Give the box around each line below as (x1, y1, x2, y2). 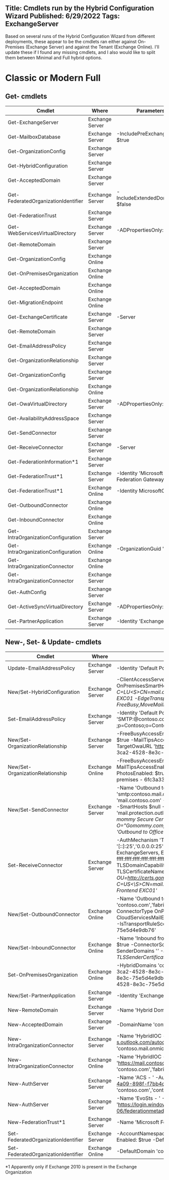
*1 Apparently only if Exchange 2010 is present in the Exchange (5, 1163, 137, 1169)
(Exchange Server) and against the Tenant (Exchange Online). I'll (25, 44, 159, 50)
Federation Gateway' (116, 476, 166, 483)
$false (116, 201, 132, 208)
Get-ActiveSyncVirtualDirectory (8, 603, 83, 610)
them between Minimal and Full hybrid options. (5, 54, 102, 60)
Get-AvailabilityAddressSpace (8, 415, 79, 422)
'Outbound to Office (116, 828, 163, 835)
